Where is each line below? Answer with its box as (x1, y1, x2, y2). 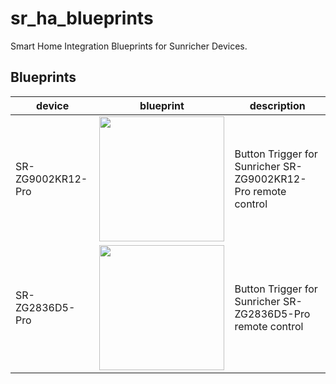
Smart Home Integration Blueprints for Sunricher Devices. (10, 40, 248, 52)
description (249, 98, 306, 112)
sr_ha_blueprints (10, 7, 154, 30)
